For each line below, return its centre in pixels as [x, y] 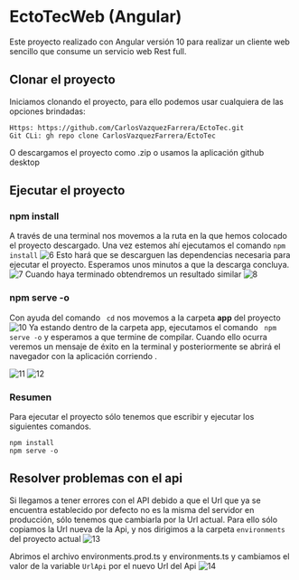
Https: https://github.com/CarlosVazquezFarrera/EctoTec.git [127, 128]
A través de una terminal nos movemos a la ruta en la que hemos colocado [148, 236]
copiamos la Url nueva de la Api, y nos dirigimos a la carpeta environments [148, 529]
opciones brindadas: [47, 111]
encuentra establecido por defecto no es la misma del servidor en [132, 509]
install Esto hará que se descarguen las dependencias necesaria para [150, 255]
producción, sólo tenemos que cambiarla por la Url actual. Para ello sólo [144, 519]
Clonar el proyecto [62, 80]
